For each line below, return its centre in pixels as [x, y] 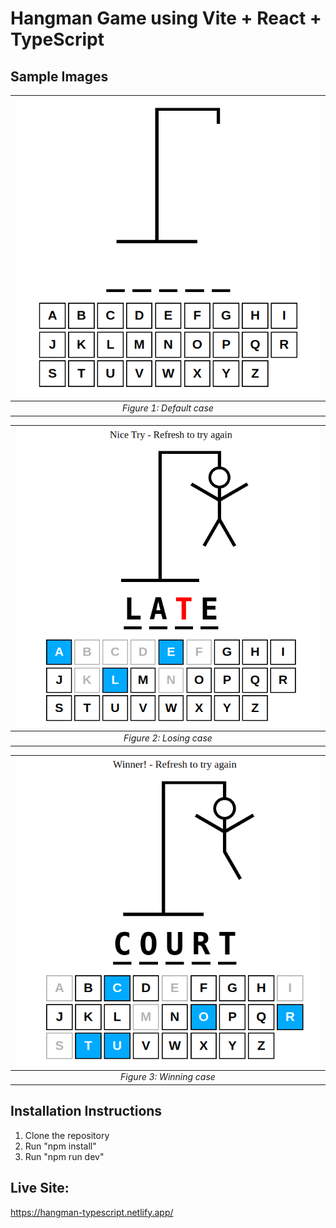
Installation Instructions [86, 1111]
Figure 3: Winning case [168, 1077]
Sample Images [59, 76]
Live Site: [40, 1188]
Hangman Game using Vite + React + [166, 18]
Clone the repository [67, 1135]
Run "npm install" [60, 1146]
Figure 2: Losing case [168, 738]
